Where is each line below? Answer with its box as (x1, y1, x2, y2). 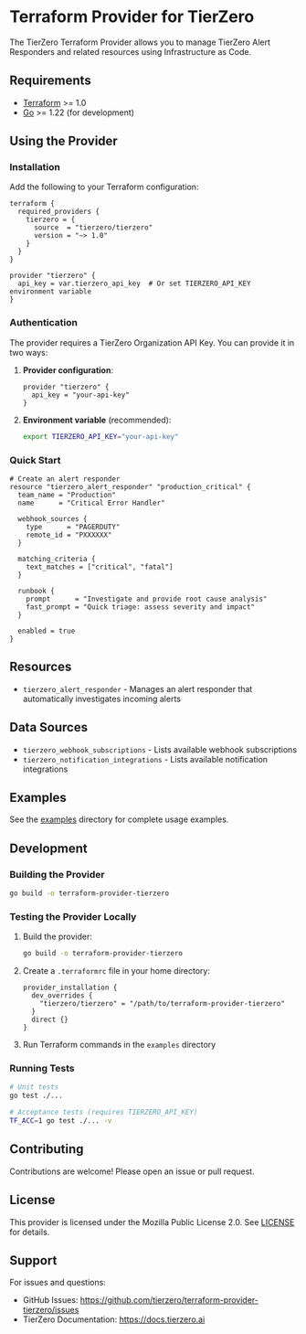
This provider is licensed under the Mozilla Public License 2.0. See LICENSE (9, 1216, 295, 1227)
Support (9, 1253, 58, 1268)
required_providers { (17, 208, 100, 217)
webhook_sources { (17, 514, 89, 523)
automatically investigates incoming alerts (22, 693, 181, 704)
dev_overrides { (31, 991, 93, 1000)
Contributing (9, 1141, 84, 1158)
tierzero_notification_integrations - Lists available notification (22, 753, 268, 764)
